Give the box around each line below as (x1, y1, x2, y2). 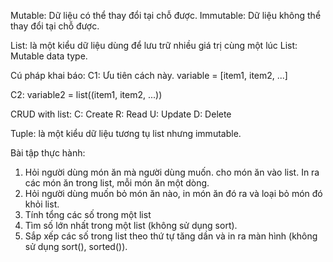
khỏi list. (24, 198, 60, 210)
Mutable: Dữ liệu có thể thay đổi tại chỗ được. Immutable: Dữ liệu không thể (10, 10, 322, 21)
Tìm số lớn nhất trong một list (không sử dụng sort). (24, 220, 238, 231)
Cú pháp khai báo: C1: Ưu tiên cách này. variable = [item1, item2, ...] (10, 70, 288, 81)
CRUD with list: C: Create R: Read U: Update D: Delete (10, 108, 232, 120)
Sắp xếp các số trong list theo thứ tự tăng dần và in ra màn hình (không (24, 230, 318, 242)
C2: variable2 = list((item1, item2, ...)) (10, 89, 163, 100)
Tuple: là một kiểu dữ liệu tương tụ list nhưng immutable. (10, 128, 242, 139)
